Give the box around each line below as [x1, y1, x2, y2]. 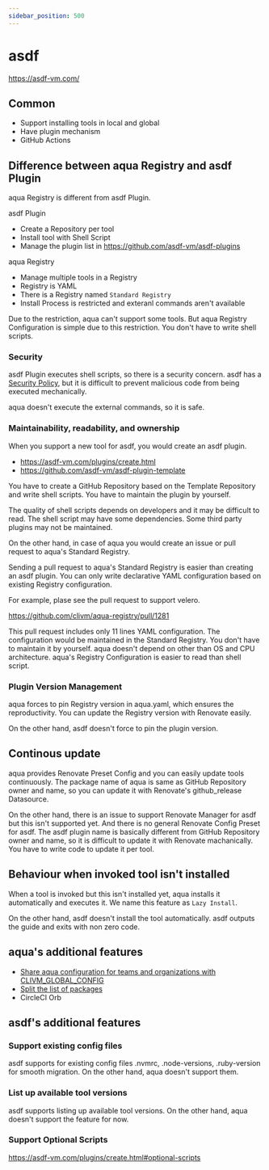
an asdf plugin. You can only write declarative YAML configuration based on [8, 570, 261, 580]
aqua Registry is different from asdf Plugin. [8, 193, 151, 203]
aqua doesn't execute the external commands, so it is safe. [8, 402, 205, 412]
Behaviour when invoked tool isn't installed [8, 868, 230, 882]
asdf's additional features [8, 1016, 141, 1029]
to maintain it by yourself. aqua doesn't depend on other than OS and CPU [8, 643, 255, 653]
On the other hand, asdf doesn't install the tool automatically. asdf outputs [8, 913, 255, 923]
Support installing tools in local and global [19, 118, 160, 128]
